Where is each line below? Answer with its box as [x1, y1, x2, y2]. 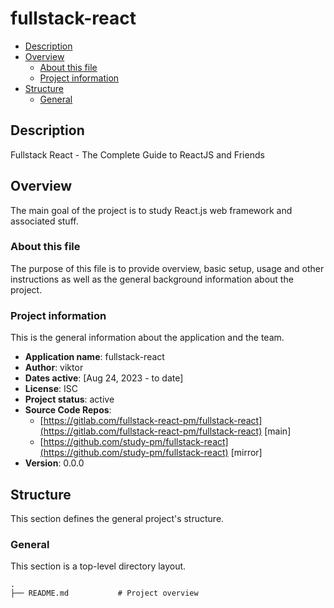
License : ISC [24, 383, 78, 395]
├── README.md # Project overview [10, 588, 199, 599]
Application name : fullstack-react [24, 351, 165, 363]
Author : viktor [24, 362, 84, 374]
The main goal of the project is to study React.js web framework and [10, 204, 293, 216]
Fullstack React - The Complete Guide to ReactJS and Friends [10, 148, 265, 161]
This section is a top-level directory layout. [10, 560, 187, 572]
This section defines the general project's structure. [10, 512, 225, 524]
